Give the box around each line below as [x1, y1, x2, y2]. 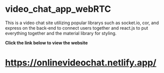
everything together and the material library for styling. [5, 30, 117, 36]
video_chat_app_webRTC [5, 3, 111, 15]
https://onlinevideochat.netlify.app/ [5, 57, 157, 69]
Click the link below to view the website [5, 39, 88, 45]
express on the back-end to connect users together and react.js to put [5, 25, 148, 31]
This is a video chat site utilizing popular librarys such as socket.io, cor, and [5, 20, 159, 26]
